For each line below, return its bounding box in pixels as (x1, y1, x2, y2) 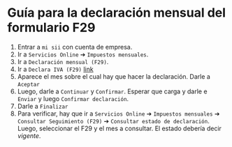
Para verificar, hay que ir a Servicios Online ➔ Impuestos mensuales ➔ (17, 109, 220, 118)
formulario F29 (7, 20, 96, 36)
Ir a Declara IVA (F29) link (17, 65, 94, 73)
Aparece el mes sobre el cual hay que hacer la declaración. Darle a (17, 72, 211, 81)
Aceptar (17, 81, 40, 88)
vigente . (17, 131, 41, 140)
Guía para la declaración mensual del (7, 5, 226, 21)
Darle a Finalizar (17, 102, 68, 110)
